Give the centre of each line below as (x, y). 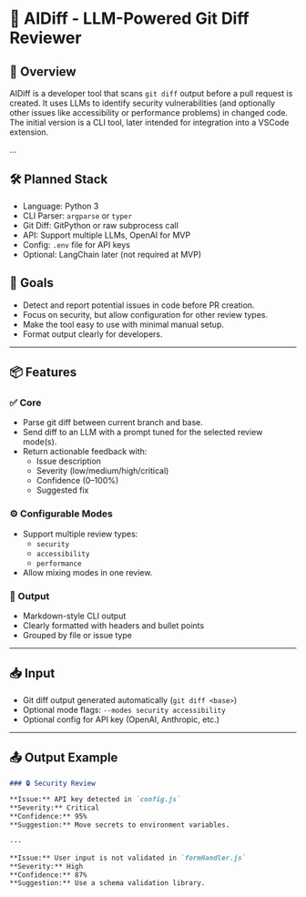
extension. (29, 132)
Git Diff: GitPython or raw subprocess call (101, 225)
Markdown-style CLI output (74, 616)
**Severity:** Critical (55, 808)
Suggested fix (62, 490)
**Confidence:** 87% (49, 875)
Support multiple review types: (80, 534)
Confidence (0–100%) (77, 481)
